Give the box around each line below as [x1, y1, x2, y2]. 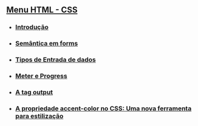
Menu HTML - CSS [6, 5, 78, 15]
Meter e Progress [15, 72, 68, 81]
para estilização [15, 111, 64, 120]
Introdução [15, 23, 49, 31]
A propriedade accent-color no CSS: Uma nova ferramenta [15, 104, 192, 113]
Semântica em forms [15, 39, 78, 48]
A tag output [15, 88, 53, 96]
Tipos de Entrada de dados [15, 56, 96, 64]
